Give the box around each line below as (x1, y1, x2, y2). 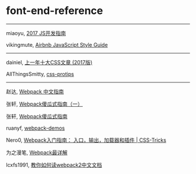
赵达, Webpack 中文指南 (6, 88, 64, 95)
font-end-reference (6, 4, 103, 18)
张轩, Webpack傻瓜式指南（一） (6, 100, 83, 107)
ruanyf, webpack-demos (6, 124, 65, 131)
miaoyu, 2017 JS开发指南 (6, 29, 66, 36)
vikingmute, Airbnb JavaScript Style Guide (6, 41, 108, 48)
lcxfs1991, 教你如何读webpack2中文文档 (6, 161, 102, 168)
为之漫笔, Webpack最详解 (6, 149, 68, 156)
